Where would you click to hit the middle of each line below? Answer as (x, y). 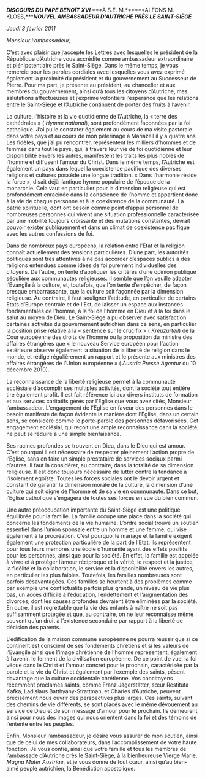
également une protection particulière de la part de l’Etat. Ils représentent (99, 542)
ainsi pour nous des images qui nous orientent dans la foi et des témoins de (102, 717)
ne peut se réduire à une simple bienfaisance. (64, 434)
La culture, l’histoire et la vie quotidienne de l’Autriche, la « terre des (92, 116)
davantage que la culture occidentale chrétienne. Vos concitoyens (90, 678)
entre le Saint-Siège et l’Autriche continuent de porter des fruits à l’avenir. (99, 104)
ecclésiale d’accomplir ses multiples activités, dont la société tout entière (99, 388)
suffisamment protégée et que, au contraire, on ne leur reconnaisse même (100, 614)
